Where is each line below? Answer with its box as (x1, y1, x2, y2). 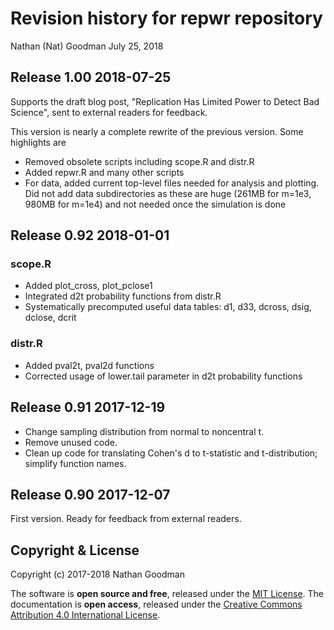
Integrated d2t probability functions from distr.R (24, 290, 222, 302)
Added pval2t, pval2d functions (24, 359, 155, 371)
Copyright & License (10, 542, 140, 559)
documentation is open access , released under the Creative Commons (10, 598, 303, 611)
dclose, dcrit (24, 312, 77, 324)
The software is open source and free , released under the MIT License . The (10, 588, 325, 600)
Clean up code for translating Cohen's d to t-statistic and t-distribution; (24, 447, 318, 459)
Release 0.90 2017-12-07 (10, 486, 171, 503)
